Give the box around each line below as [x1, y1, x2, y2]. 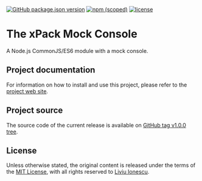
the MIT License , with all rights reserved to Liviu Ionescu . [6, 168, 150, 176]
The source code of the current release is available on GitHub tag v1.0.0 [6, 121, 187, 129]
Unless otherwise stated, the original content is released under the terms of [6, 161, 196, 169]
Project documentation [6, 65, 96, 76]
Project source [6, 105, 63, 116]
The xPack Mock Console [6, 27, 138, 41]
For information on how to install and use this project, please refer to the [6, 81, 187, 88]
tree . [6, 128, 18, 135]
